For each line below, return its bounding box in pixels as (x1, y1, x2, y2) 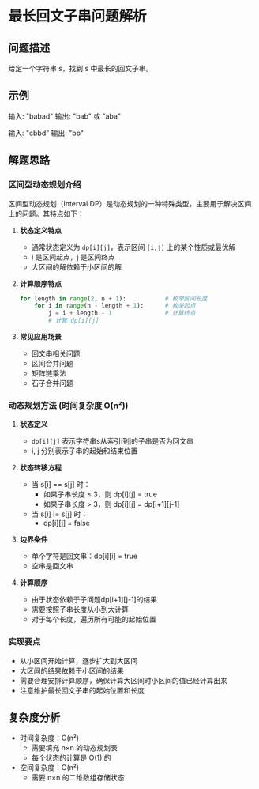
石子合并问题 (31, 379, 73, 387)
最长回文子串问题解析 (8, 7, 148, 25)
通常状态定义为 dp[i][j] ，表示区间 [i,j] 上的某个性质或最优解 (31, 242, 236, 251)
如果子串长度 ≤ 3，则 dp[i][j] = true (43, 489, 158, 499)
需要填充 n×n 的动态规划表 (31, 743, 118, 753)
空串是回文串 (31, 561, 73, 571)
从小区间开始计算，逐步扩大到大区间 (19, 655, 138, 665)
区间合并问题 (31, 359, 73, 368)
